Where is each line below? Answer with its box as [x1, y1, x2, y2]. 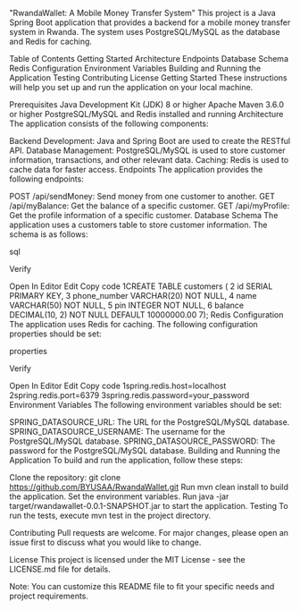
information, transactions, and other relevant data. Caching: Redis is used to [9, 155, 289, 165]
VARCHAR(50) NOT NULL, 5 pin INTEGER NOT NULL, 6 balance [9, 300, 244, 310]
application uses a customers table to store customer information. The [9, 219, 268, 230]
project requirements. [9, 590, 89, 601]
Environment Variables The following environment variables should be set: [9, 400, 282, 410]
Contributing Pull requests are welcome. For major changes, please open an [9, 528, 288, 538]
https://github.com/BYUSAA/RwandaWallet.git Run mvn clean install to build [9, 482, 288, 492]
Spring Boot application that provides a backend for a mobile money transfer [9, 17, 291, 28]
